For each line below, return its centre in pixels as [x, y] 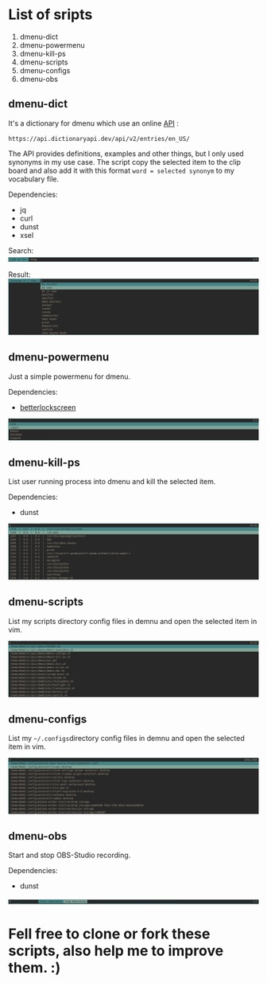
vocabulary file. [34, 179]
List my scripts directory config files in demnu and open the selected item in [133, 621]
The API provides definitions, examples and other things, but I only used [126, 154]
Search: [21, 250]
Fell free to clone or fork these [109, 934]
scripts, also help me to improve [116, 951]
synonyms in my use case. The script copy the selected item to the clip [124, 162]
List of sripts [50, 15]
